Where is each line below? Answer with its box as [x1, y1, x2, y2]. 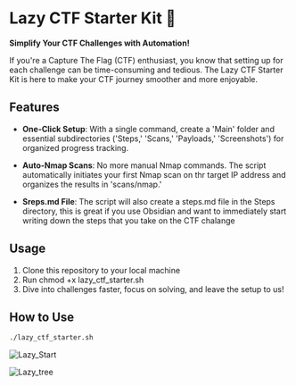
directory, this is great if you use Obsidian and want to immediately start [21, 206, 287, 216]
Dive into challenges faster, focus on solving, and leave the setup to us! [21, 283, 284, 294]
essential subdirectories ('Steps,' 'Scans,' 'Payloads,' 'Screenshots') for [21, 133, 284, 144]
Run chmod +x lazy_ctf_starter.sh [21, 274, 144, 285]
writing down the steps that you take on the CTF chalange [21, 214, 235, 226]
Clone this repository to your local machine [21, 264, 181, 275]
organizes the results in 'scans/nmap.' [21, 179, 162, 189]
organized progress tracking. [21, 142, 129, 153]
